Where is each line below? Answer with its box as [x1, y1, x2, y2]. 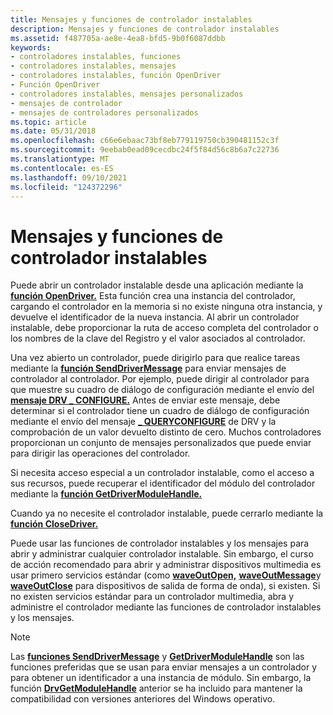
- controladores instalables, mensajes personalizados [10, 89, 244, 99]
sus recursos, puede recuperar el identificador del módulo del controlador [10, 477, 316, 490]
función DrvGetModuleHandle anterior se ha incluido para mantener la [10, 682, 303, 695]
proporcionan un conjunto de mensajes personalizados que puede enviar [10, 437, 312, 449]
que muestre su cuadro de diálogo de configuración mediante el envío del [10, 384, 315, 396]
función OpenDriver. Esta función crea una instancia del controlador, [10, 290, 296, 302]
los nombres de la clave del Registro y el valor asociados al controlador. [10, 332, 306, 345]
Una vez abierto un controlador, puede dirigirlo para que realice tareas [10, 352, 301, 364]
